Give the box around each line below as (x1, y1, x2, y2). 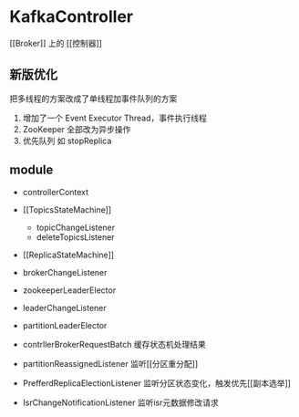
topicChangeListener (36, 222, 116, 233)
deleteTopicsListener (36, 231, 116, 243)
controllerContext (22, 186, 89, 197)
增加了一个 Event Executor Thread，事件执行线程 (22, 112, 208, 123)
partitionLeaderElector (22, 319, 108, 330)
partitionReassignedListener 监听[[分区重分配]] (22, 358, 199, 369)
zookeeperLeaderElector (22, 285, 117, 296)
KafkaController (9, 6, 134, 27)
